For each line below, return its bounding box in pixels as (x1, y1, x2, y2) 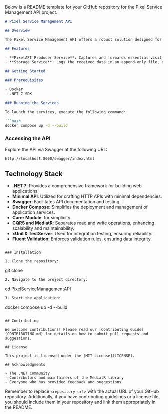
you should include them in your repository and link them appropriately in (5, 399, 156, 405)
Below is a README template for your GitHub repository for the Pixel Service (5, 4, 163, 10)
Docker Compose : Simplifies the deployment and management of (12, 204, 148, 210)
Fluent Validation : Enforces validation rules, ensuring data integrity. (12, 236, 152, 242)
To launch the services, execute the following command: (5, 109, 126, 114)
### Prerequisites (5, 78, 43, 83)
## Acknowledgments (5, 362, 46, 367)
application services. (12, 209, 56, 215)
